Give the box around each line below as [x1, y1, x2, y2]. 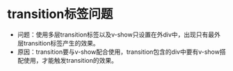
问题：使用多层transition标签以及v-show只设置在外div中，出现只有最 [17, 30, 215, 39]
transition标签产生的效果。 [23, 39, 99, 47]
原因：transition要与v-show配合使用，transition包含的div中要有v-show [17, 48, 220, 56]
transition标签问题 [7, 6, 113, 22]
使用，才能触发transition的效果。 [23, 56, 118, 64]
